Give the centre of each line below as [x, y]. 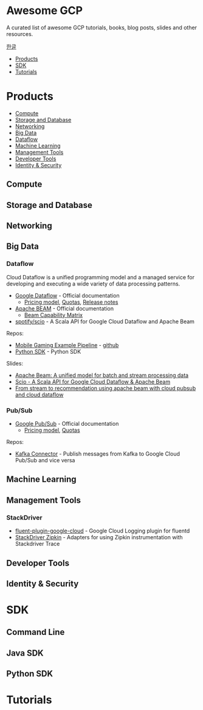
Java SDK [25, 653]
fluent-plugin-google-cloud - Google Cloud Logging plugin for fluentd [102, 531]
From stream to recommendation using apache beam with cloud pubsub [105, 388]
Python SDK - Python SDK [48, 351]
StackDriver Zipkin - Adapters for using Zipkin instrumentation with [99, 537]
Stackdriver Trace [37, 544]
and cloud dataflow [39, 395]
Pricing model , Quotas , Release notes [71, 302]
